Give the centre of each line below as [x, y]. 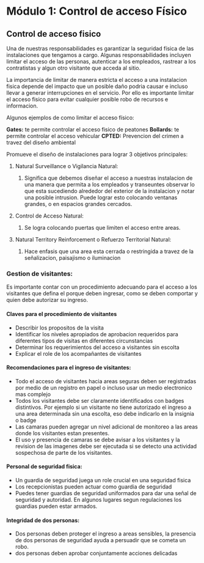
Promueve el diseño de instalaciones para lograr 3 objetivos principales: [97, 154]
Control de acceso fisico [54, 34]
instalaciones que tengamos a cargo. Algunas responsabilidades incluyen [99, 55]
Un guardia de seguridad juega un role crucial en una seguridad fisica [103, 480]
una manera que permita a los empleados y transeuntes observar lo [110, 184]
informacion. [22, 106]
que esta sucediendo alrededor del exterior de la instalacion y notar [109, 191]
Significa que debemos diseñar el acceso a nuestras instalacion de [108, 178]
